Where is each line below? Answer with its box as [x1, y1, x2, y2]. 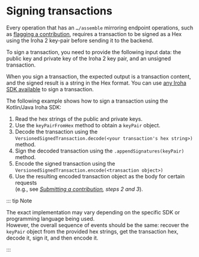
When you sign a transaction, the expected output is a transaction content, [6, 73, 191, 80]
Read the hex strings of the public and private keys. [14, 115, 143, 122]
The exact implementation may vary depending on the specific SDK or [6, 208, 180, 216]
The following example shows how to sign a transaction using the [6, 97, 168, 104]
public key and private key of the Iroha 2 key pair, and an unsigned [6, 55, 171, 62]
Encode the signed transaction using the [14, 160, 115, 167]
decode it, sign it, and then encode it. [6, 234, 99, 241]
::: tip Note [6, 197, 32, 204]
